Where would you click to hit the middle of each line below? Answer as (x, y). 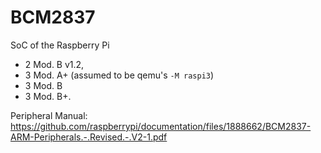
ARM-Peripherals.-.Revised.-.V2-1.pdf (89, 137)
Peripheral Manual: (49, 115)
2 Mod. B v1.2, (54, 64)
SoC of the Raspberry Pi (60, 45)
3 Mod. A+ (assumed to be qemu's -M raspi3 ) (119, 75)
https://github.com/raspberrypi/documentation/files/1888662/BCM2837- (161, 126)
